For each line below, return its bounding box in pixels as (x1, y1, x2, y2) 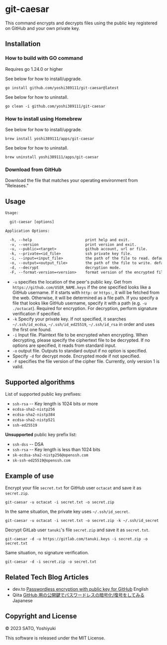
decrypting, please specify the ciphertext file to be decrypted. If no (12, 337, 150, 343)
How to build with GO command (5, 55, 83, 62)
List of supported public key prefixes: (5, 391, 82, 397)
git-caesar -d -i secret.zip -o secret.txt (5, 559, 97, 564)
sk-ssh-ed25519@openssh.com (12, 458, 71, 463)
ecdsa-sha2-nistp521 (12, 418, 55, 423)
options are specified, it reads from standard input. (12, 342, 117, 348)
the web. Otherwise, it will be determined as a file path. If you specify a (12, 295, 158, 301)
